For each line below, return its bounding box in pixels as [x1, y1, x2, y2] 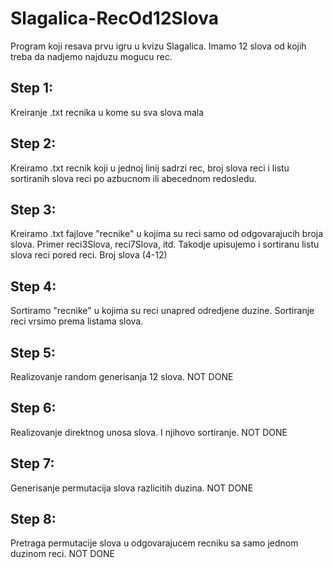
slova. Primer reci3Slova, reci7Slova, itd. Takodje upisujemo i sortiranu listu [10, 238, 320, 251]
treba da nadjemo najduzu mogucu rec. [10, 50, 173, 62]
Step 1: [10, 80, 54, 97]
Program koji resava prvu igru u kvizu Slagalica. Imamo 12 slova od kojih [10, 40, 307, 52]
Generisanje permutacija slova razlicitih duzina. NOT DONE [10, 482, 254, 494]
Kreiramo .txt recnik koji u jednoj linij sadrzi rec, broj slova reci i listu [10, 162, 290, 174]
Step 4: [10, 278, 57, 295]
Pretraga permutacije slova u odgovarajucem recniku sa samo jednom [10, 537, 299, 549]
